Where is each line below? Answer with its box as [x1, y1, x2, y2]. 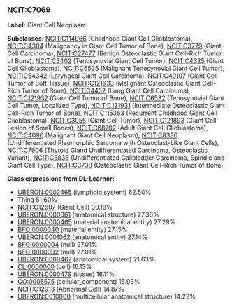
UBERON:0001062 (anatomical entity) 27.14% [17, 233, 148, 241]
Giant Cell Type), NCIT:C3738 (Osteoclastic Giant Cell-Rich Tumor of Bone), [7, 161, 226, 170]
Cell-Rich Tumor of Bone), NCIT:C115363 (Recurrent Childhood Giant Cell [7, 109, 218, 117]
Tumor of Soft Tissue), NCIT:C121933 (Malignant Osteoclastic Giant [7, 79, 201, 88]
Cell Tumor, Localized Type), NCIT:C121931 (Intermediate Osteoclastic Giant [7, 102, 225, 110]
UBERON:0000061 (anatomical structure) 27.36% [17, 210, 159, 219]
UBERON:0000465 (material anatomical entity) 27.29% [17, 218, 176, 226]
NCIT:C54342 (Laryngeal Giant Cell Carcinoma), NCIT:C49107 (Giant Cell [7, 71, 218, 80]
